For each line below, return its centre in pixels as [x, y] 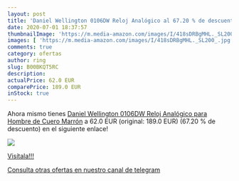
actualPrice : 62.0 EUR [41, 80]
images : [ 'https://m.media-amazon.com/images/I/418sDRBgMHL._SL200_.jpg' [121, 41]
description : [27, 73]
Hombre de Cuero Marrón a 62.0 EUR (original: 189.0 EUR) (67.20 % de [111, 121]
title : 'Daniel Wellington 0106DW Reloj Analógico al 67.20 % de [106, 21]
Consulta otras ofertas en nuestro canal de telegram [84, 170]
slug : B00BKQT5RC [33, 67]
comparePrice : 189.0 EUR [44, 87]
